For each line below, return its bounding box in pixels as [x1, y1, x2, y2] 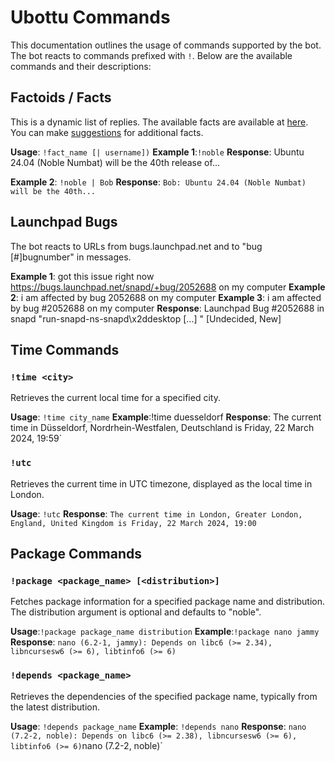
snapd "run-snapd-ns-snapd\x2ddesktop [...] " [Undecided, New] [10, 312, 282, 325]
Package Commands [10, 545, 143, 562]
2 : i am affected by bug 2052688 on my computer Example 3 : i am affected [10, 291, 322, 303]
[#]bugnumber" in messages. [10, 251, 132, 263]
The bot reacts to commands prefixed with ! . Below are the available [10, 49, 293, 61]
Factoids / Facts [10, 89, 112, 106]
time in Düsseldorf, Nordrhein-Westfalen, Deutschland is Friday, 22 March [10, 422, 315, 434]
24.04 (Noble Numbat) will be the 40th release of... [10, 156, 220, 168]
